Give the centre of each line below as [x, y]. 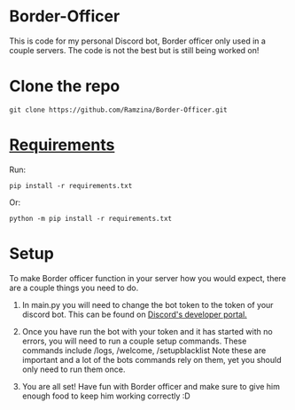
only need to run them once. [74, 369]
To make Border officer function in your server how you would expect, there [147, 278]
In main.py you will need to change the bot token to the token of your [147, 304]
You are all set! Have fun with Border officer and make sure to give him [151, 386]
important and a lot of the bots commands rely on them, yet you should [151, 359]
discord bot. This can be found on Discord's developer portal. [135, 314]
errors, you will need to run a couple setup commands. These [134, 341]
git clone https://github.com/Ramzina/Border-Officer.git [118, 110]
